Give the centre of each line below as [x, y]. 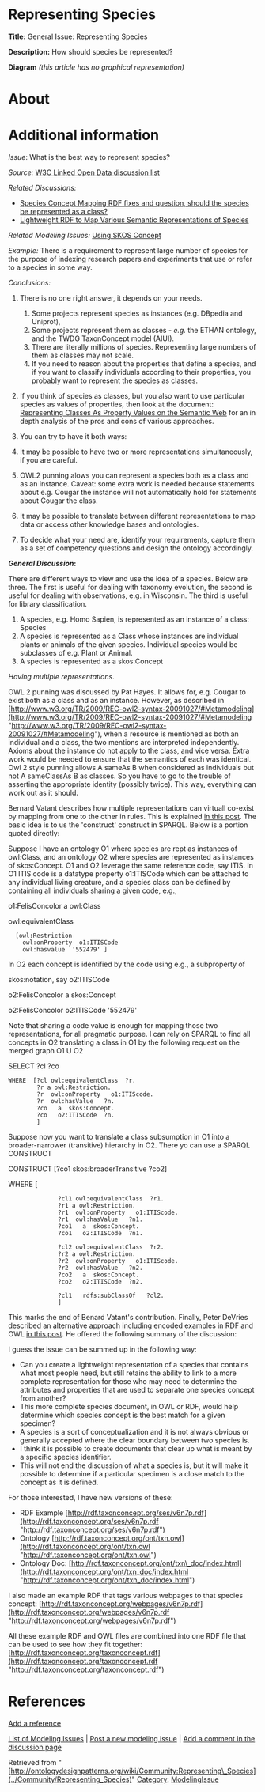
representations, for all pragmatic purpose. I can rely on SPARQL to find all [129, 1034]
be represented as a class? [64, 212]
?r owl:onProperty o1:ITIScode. [95, 1094]
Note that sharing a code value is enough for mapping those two [113, 1026]
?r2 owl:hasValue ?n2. [101, 1268]
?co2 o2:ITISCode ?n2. [101, 1282]
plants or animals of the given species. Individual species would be [129, 645]
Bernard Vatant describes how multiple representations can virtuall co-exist [131, 808]
